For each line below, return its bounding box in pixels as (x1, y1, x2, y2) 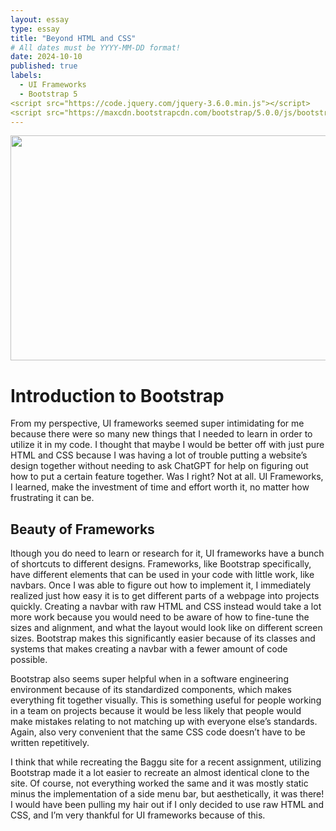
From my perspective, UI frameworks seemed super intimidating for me (10, 417, 305, 430)
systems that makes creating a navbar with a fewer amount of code (10, 643, 288, 655)
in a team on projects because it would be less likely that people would (10, 705, 302, 717)
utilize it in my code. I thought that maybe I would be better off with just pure (10, 439, 325, 451)
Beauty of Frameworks (10, 521, 155, 538)
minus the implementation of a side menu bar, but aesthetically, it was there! (10, 788, 325, 800)
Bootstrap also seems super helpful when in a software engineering (10, 673, 289, 685)
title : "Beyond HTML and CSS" (10, 33, 137, 43)
